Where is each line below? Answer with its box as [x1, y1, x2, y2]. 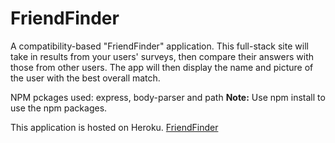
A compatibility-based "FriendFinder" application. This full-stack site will [10, 40, 309, 52]
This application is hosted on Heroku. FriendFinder [10, 121, 219, 133]
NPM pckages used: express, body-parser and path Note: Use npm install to [10, 91, 326, 103]
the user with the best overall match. [10, 72, 161, 84]
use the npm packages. [10, 102, 108, 114]
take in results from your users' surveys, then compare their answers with [10, 50, 315, 62]
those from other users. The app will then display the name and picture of [10, 61, 314, 73]
